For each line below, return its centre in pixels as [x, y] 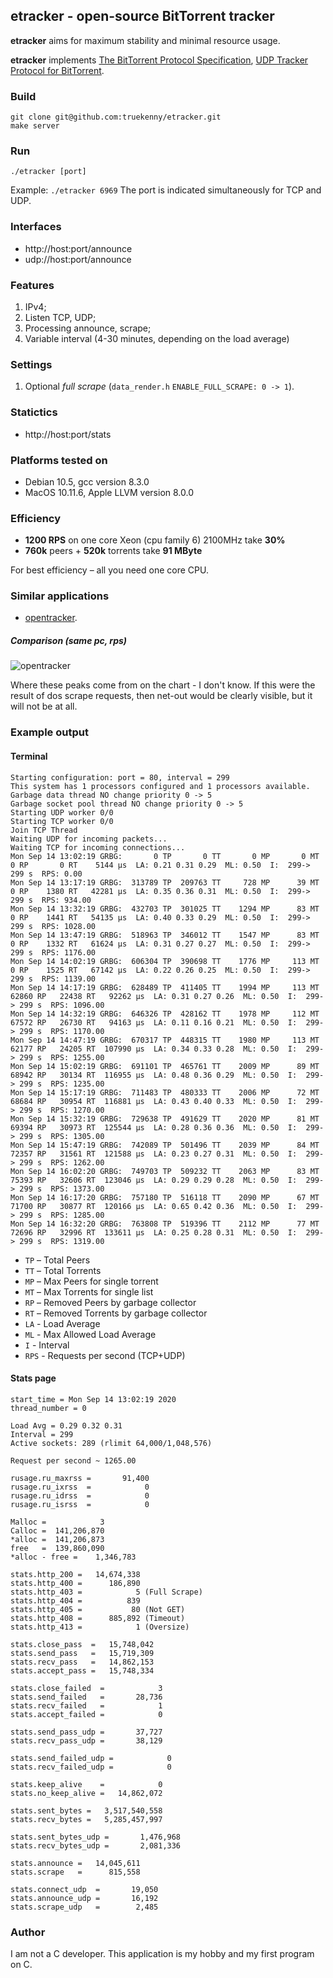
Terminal [29, 756]
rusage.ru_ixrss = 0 [80, 1487]
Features [32, 285]
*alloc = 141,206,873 [57, 1539]
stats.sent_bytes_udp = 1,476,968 [96, 1837]
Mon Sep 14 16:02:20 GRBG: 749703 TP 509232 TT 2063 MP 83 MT [165, 1171]
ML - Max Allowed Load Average [90, 1334]
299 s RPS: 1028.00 [53, 926]
